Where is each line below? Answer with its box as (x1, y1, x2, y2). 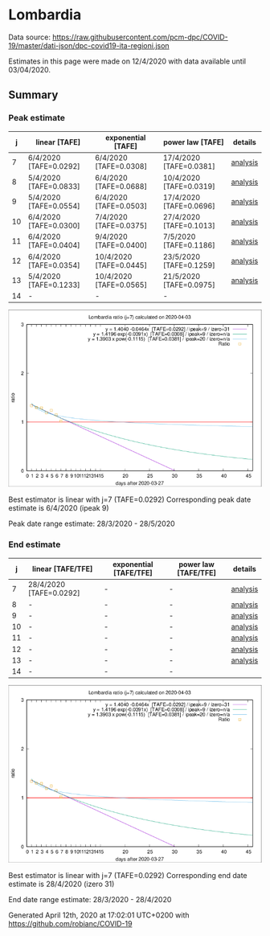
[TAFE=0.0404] (27, 240, 80, 250)
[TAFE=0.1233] (27, 280, 80, 289)
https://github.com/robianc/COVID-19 (8, 918, 133, 928)
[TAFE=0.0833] (27, 181, 80, 191)
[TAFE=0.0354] (27, 260, 80, 270)
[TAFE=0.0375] (95, 221, 147, 231)
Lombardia (8, 6, 82, 24)
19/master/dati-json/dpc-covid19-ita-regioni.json (8, 40, 170, 50)
